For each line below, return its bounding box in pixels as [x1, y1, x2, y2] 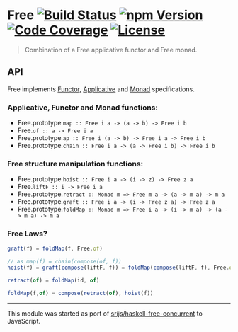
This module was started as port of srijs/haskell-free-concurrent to [7, 309, 203, 318]
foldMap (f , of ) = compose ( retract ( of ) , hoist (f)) [7, 290, 154, 297]
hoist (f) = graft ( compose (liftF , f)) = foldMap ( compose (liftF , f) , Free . [7, 264, 230, 272]
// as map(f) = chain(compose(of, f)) [7, 258, 122, 265]
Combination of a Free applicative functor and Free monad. [24, 45, 198, 54]
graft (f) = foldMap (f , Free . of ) [7, 245, 103, 252]
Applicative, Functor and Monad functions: [7, 103, 158, 113]
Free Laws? [7, 229, 47, 239]
